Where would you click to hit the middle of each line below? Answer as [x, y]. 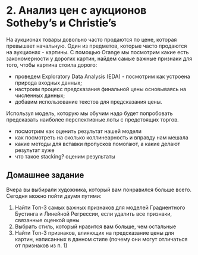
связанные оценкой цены [47, 220]
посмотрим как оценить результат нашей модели [78, 131]
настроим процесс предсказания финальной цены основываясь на [100, 89]
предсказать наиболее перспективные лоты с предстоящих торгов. [93, 119]
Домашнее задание [45, 175]
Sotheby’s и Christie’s [62, 23]
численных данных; [40, 95]
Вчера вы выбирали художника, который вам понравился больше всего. [99, 189]
